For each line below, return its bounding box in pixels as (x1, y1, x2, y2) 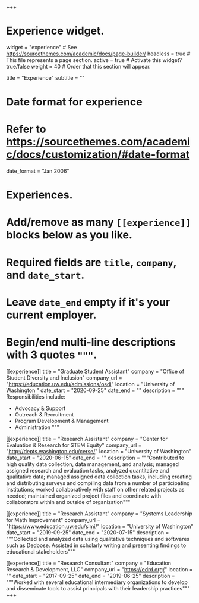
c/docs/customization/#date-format (6, 148, 190, 161)
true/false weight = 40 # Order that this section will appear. (6, 63, 151, 70)
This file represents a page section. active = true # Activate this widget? (6, 56, 182, 63)
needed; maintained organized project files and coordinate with (6, 492, 162, 499)
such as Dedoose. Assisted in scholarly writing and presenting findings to (6, 542, 187, 549)
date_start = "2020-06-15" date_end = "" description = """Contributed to (6, 454, 185, 461)
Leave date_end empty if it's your (6, 296, 170, 309)
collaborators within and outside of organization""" (6, 498, 131, 505)
